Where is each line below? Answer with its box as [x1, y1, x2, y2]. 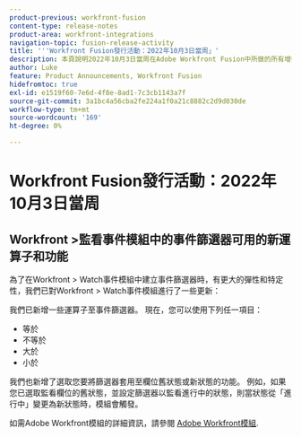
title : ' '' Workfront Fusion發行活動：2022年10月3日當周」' [9, 47, 219, 56]
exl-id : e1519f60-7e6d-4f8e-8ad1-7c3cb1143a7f [9, 88, 186, 97]
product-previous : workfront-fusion [9, 13, 146, 22]
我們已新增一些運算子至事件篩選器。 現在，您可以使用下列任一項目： [9, 304, 262, 315]
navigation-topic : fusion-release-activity [9, 38, 175, 48]
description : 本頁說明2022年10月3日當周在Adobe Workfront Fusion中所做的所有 [9, 55, 285, 64]
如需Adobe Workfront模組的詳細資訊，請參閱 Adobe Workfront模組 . [9, 418, 259, 428]
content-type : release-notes [9, 22, 118, 31]
